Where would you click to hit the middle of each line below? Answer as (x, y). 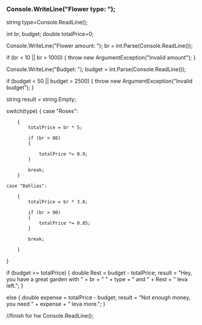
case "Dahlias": (27, 186)
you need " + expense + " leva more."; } (56, 304)
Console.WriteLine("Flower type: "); (61, 9)
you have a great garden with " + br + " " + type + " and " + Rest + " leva (97, 279)
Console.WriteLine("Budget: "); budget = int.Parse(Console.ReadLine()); (96, 69)
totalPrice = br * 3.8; (58, 202)
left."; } (15, 286)
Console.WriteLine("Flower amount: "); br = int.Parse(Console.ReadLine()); (99, 46)
